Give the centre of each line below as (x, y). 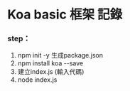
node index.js (37, 80)
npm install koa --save (50, 63)
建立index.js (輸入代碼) (51, 72)
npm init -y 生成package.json (60, 55)
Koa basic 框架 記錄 (65, 15)
